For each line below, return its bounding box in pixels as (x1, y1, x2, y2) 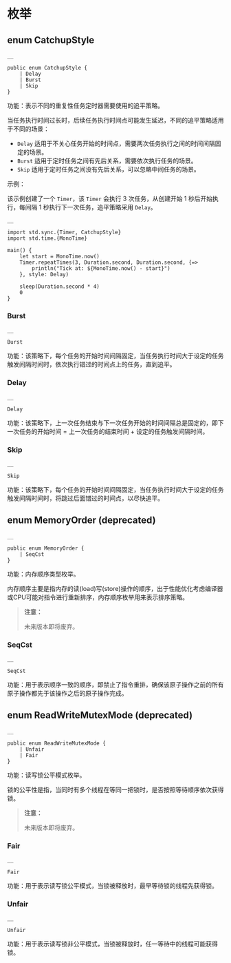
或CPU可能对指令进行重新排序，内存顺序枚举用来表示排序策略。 (7, 593, 189, 601)
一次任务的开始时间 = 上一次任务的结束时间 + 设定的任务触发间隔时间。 (7, 427, 209, 435)
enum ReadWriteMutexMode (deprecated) (7, 710, 193, 721)
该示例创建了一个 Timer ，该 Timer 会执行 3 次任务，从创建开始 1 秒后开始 (7, 194, 213, 203)
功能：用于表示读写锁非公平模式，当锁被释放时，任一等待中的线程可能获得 (7, 940, 218, 948)
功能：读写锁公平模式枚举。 (7, 771, 86, 779)
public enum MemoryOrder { (7, 545, 85, 552)
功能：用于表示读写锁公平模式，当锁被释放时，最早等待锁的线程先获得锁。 (7, 882, 218, 890)
